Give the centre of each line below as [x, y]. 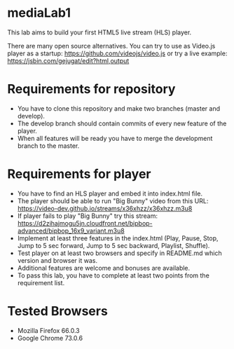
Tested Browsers [58, 311]
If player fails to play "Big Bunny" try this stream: [88, 216]
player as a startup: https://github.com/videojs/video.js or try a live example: [117, 53]
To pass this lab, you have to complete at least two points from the [113, 275]
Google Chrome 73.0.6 [50, 338]
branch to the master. [48, 146]
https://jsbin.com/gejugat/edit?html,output [68, 60]
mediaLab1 [39, 13]
